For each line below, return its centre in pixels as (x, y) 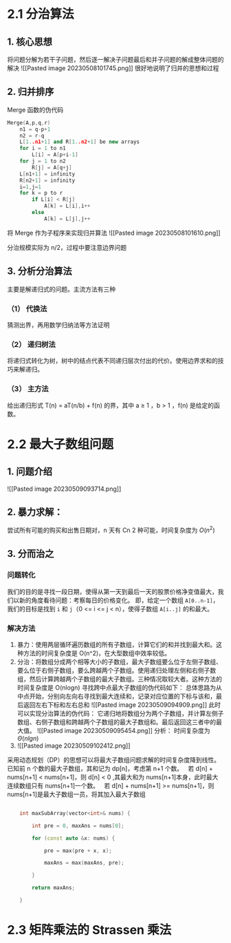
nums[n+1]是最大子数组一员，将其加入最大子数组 (76, 794)
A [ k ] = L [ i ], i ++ (67, 206)
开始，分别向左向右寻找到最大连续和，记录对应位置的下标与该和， (123, 696)
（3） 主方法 (28, 389)
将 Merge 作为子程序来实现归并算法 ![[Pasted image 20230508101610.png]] (114, 233)
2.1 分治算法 (41, 14)
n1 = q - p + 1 (35, 129)
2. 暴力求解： (35, 512)
